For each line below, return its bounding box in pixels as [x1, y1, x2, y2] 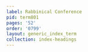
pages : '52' [6, 20, 36, 26]
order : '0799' [6, 25, 42, 32]
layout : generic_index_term [6, 31, 77, 37]
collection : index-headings [6, 36, 77, 42]
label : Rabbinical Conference [6, 8, 83, 15]
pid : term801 [6, 14, 39, 20]
